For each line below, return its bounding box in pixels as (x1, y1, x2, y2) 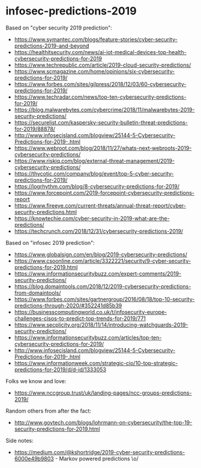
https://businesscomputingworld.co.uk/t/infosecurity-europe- (14, 308, 167, 315)
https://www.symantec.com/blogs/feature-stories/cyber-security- (14, 35, 178, 43)
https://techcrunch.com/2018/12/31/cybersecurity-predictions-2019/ (14, 227, 184, 235)
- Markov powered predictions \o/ (55, 455, 139, 462)
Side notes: (5, 437, 34, 444)
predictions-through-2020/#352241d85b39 (14, 302, 122, 309)
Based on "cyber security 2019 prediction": (5, 24, 112, 31)
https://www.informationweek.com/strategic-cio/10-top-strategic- (14, 359, 178, 366)
